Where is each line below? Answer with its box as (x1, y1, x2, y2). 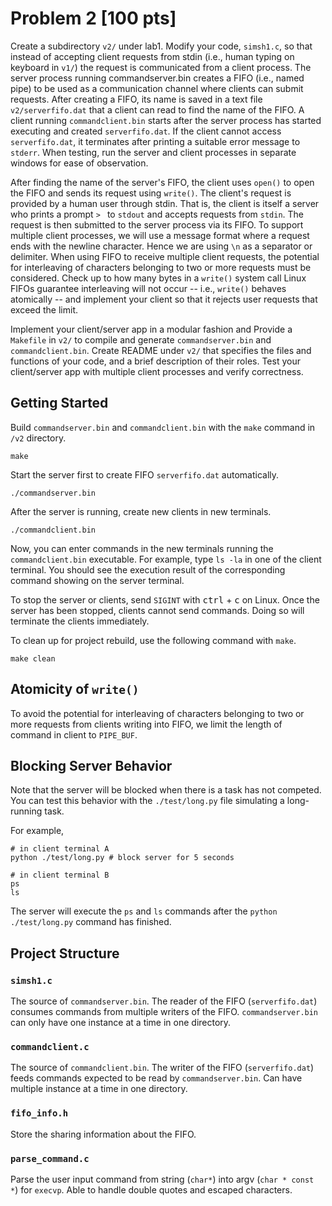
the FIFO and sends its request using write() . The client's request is (10, 187, 292, 199)
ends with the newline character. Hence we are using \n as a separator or (10, 240, 313, 252)
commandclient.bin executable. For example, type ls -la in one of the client (10, 553, 322, 565)
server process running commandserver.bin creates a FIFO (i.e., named (10, 72, 305, 84)
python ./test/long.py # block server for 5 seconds (10, 853, 235, 863)
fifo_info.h (10, 1108, 69, 1119)
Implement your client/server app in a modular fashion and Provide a (10, 323, 293, 335)
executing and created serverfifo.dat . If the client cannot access (10, 125, 282, 137)
